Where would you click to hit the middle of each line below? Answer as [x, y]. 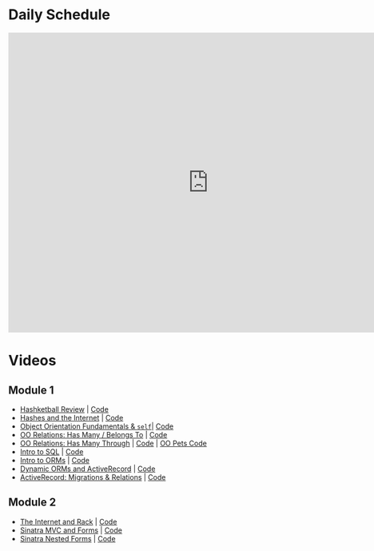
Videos [32, 361]
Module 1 [31, 390]
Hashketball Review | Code [64, 409]
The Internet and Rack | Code [68, 521]
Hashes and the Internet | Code [72, 417]
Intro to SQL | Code [52, 451]
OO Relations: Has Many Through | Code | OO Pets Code [113, 443]
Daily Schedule [59, 15]
